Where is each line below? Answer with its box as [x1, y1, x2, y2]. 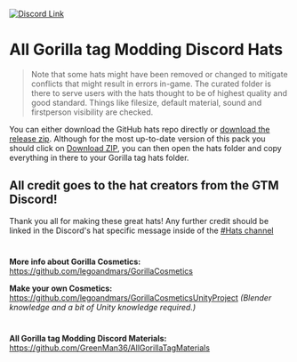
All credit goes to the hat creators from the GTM [9, 178, 279, 193]
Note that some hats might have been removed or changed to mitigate [30, 68, 288, 79]
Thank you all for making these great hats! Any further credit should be [9, 215, 269, 226]
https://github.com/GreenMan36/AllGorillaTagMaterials [9, 342, 211, 353]
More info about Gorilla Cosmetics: [9, 256, 141, 267]
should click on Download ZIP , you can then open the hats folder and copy [9, 142, 282, 153]
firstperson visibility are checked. [30, 107, 154, 117]
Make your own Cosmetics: [9, 283, 113, 294]
